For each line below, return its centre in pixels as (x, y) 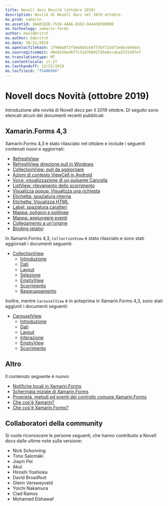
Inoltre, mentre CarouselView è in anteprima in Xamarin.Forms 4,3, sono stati (84, 301)
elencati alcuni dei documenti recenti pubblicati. (55, 115)
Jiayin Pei (22, 462)
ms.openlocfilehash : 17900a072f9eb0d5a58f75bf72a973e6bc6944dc (73, 48)
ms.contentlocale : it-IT (31, 62)
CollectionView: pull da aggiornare (48, 169)
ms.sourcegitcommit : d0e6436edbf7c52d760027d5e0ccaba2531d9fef (73, 52)
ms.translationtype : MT (30, 57)
